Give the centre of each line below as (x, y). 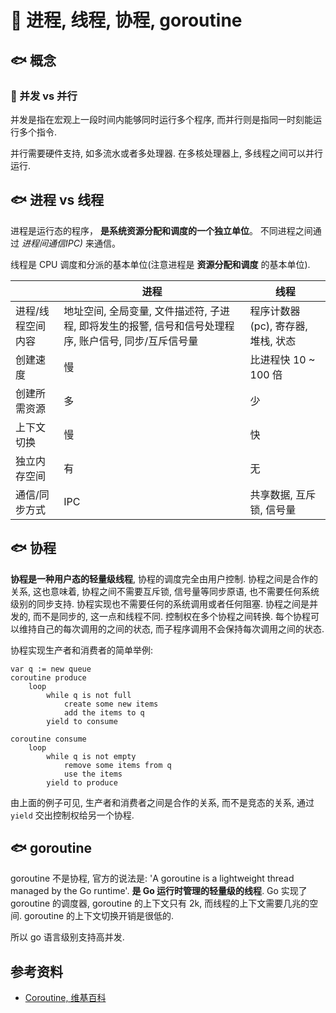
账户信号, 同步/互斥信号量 (138, 341)
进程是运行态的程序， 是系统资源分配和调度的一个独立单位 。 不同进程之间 (161, 230)
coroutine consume (48, 739)
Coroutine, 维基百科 (65, 998)
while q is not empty (91, 756)
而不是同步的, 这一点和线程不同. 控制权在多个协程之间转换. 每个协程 (171, 616)
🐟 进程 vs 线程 (57, 200)
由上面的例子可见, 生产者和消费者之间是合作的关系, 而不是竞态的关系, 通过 (162, 802)
